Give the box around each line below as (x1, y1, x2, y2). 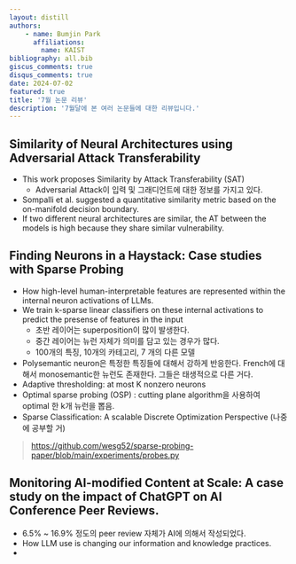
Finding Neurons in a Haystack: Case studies (9, 248, 262, 263)
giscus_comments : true (9, 63, 93, 72)
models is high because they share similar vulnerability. (21, 223, 224, 233)
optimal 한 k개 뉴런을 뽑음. (21, 400, 115, 411)
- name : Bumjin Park (25, 29, 101, 38)
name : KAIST (41, 46, 86, 55)
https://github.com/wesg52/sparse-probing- (30, 440, 194, 450)
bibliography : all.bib (9, 54, 93, 63)
